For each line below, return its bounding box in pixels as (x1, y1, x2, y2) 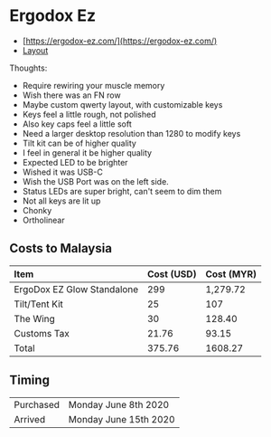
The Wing (14, 312, 56, 325)
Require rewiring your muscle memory (22, 80, 165, 90)
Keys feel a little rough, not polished (22, 109, 156, 119)
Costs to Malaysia (9, 241, 113, 256)
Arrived (14, 413, 46, 425)
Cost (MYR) (205, 268, 257, 280)
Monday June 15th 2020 (68, 413, 175, 425)
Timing (9, 373, 50, 388)
